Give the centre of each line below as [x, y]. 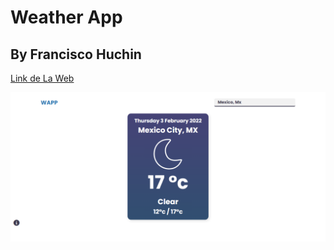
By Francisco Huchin [76, 54]
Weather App [66, 17]
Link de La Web [42, 78]
